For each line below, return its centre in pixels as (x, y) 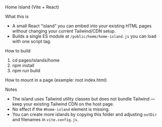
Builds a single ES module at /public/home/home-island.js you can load (84, 36)
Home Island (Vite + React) (32, 7)
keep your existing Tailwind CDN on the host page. (63, 104)
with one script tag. (31, 41)
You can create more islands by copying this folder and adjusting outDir (84, 114)
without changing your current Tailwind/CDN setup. (64, 31)
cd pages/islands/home (36, 60)
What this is (17, 16)
